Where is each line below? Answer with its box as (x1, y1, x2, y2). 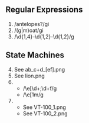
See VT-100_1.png (22, 103, 66, 111)
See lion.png (14, 72, 45, 79)
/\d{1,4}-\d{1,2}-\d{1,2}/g (14, 33, 74, 40)
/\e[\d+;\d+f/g (22, 85, 57, 92)
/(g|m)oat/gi (14, 27, 44, 34)
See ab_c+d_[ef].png (14, 66, 65, 73)
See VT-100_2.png (22, 109, 68, 117)
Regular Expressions (5, 5, 83, 15)
